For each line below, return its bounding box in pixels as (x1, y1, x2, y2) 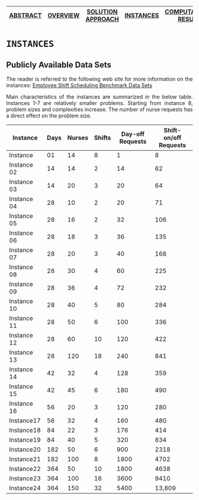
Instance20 (9, 445, 41, 453)
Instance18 (9, 426, 41, 434)
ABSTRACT (9, 11, 42, 20)
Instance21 (9, 455, 41, 463)
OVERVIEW (47, 11, 80, 20)
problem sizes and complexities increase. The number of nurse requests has (6, 106, 194, 113)
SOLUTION (86, 8, 118, 15)
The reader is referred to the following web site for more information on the (6, 75, 193, 82)
